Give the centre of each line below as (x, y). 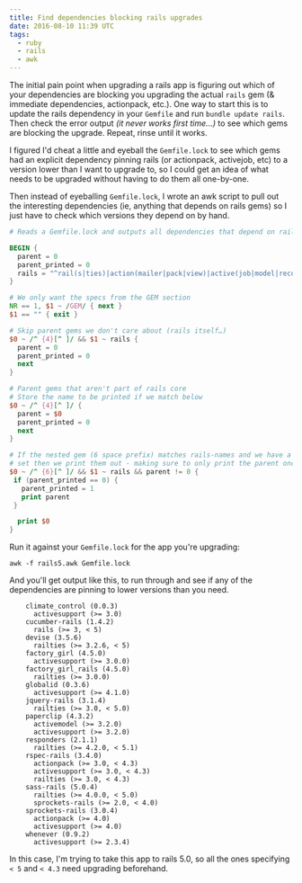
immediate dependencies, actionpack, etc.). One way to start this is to (139, 104)
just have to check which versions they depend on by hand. (120, 215)
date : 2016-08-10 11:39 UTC (62, 26)
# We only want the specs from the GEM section (100, 298)
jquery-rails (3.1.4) (66, 701)
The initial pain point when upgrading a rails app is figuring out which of (142, 85)
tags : (19, 34)
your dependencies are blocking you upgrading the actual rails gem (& (142, 94)
